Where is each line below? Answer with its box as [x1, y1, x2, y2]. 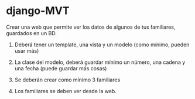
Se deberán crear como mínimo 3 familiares [14, 76, 121, 83]
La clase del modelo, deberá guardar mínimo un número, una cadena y [14, 59, 186, 66]
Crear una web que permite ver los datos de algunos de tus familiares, [6, 23, 176, 30]
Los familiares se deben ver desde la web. [14, 87, 117, 94]
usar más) [14, 47, 39, 54]
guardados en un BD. [6, 29, 57, 36]
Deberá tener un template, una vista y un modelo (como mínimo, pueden [14, 41, 190, 48]
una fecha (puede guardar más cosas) [14, 64, 107, 71]
